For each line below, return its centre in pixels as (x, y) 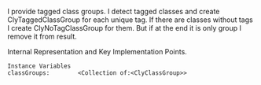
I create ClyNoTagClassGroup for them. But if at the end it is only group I (124, 28)
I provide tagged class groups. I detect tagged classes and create (114, 11)
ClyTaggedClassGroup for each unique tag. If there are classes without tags (130, 20)
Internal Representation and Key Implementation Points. (97, 52)
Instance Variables (39, 66)
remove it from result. (42, 36)
